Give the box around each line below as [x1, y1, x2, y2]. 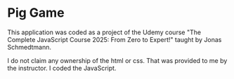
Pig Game [7, 5, 65, 21]
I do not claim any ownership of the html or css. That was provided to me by [7, 56, 228, 64]
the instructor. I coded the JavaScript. [7, 64, 117, 72]
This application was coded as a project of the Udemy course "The [7, 28, 202, 36]
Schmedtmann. [7, 43, 51, 51]
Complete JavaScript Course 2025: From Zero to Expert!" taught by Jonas [7, 35, 222, 43]
